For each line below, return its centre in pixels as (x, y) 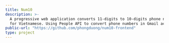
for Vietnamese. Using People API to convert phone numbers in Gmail (84, 23)
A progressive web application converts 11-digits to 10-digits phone (85, 19)
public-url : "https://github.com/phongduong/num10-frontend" (71, 28)
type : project (20, 33)
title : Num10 (19, 10)
